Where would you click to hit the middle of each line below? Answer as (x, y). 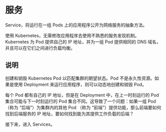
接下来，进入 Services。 (30, 124)
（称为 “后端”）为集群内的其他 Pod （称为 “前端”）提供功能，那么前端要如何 (83, 107)
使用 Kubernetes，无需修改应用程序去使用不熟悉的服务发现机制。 (72, 35)
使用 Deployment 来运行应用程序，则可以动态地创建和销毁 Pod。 (80, 84)
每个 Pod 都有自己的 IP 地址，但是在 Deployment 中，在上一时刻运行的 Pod (82, 95)
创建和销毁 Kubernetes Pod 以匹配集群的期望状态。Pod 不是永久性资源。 (80, 78)
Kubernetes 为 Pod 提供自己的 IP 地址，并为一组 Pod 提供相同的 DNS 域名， (83, 42)
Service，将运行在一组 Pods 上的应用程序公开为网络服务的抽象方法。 (76, 25)
